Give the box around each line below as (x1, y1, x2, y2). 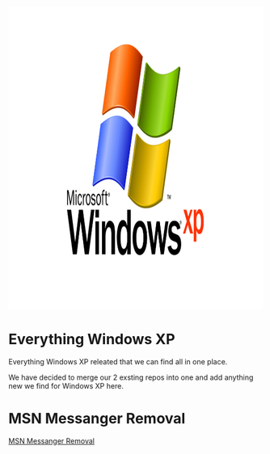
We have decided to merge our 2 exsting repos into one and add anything (8, 372, 254, 382)
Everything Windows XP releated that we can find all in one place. (8, 356, 228, 366)
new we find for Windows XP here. (8, 380, 124, 390)
